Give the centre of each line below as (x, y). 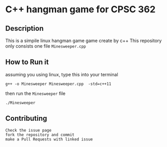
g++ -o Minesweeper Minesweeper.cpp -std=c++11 (58, 84)
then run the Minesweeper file (35, 93)
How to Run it (27, 62)
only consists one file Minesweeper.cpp (46, 46)
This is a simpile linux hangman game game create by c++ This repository (83, 40)
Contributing (26, 119)
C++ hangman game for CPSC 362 (80, 9)
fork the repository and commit (40, 135)
